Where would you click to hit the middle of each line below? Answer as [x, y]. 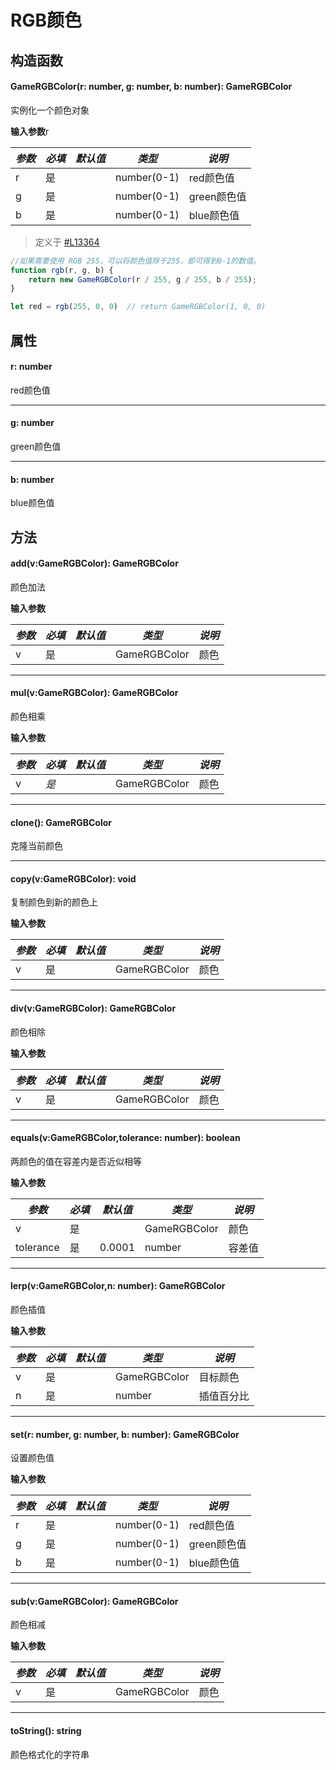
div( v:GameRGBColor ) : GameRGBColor [93, 1008]
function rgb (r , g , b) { [62, 270]
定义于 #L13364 [67, 242]
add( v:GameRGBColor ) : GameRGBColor [94, 563]
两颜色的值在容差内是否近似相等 [76, 1161]
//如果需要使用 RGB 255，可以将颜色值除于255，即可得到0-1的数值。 [135, 261]
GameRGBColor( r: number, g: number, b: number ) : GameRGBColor [151, 87]
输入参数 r [30, 131]
